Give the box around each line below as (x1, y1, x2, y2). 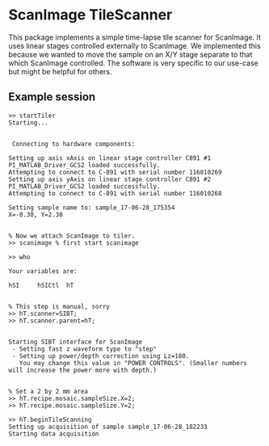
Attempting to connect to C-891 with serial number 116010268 (8, 189, 222, 197)
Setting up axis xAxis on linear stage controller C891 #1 (8, 154, 212, 162)
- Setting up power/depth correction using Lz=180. (11, 351, 190, 360)
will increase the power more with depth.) (8, 366, 158, 374)
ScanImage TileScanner (8, 6, 173, 24)
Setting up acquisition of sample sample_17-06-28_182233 (8, 423, 208, 431)
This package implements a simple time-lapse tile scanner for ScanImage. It (8, 32, 261, 42)
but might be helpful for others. (8, 66, 112, 76)
